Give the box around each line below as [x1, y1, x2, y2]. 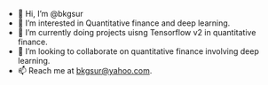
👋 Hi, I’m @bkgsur [17, 9, 83, 19]
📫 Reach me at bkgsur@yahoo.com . [17, 66, 153, 75]
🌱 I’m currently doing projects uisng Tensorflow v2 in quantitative [17, 27, 256, 37]
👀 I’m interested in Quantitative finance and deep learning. [17, 18, 231, 28]
